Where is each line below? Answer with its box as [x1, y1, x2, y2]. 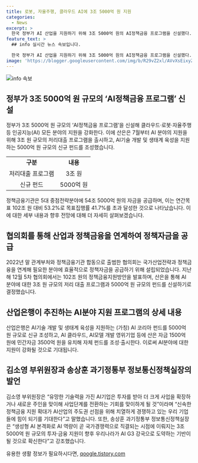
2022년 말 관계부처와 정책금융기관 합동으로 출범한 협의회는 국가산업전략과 [6, 258, 177, 266]
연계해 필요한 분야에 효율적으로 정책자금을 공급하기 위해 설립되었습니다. [16, 266, 181, 273]
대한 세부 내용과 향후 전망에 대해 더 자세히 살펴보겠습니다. [12, 212, 144, 219]
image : [6, 57, 22, 64]
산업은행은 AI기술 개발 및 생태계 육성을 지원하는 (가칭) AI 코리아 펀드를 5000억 [6, 324, 187, 331]
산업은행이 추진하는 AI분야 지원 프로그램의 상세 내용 [6, 307, 182, 317]
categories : [6, 14, 35, 20]
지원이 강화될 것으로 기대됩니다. [6, 347, 79, 354]
